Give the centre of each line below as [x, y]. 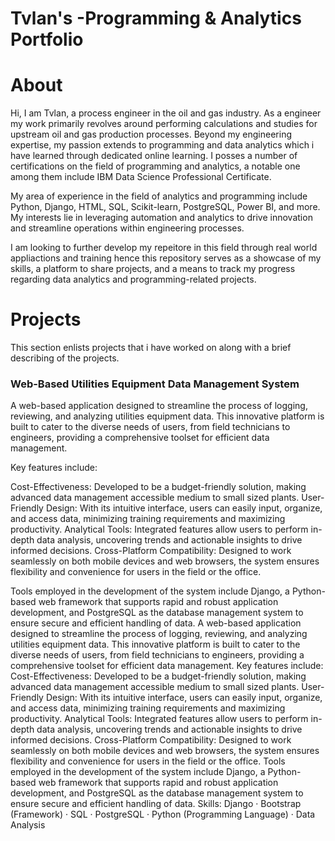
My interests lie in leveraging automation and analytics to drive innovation [161, 218]
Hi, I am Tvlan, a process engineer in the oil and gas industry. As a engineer [166, 113]
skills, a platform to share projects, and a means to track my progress [153, 269]
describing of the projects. [65, 358]
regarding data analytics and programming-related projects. [133, 279]
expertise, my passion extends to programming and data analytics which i [162, 145]
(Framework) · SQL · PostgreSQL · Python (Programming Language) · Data [163, 814]
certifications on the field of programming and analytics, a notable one [155, 166]
